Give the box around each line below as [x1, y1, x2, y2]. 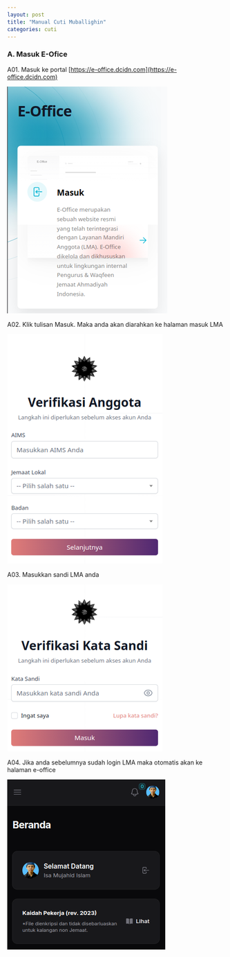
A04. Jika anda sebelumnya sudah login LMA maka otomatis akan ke [7, 758, 203, 767]
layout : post [7, 11, 45, 18]
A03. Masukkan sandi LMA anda [7, 570, 99, 578]
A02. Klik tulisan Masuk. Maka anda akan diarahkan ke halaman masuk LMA [7, 320, 223, 328]
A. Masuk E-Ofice [7, 49, 68, 59]
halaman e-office [7, 765, 57, 773]
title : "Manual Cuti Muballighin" [7, 18, 107, 26]
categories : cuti [7, 26, 57, 33]
